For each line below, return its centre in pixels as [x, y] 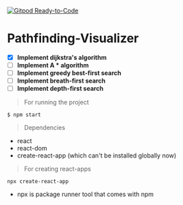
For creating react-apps [57, 169]
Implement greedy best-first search [69, 73]
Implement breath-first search [61, 81]
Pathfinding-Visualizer [73, 39]
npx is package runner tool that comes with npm [85, 194]
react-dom [32, 149]
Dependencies [45, 128]
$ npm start [24, 115]
